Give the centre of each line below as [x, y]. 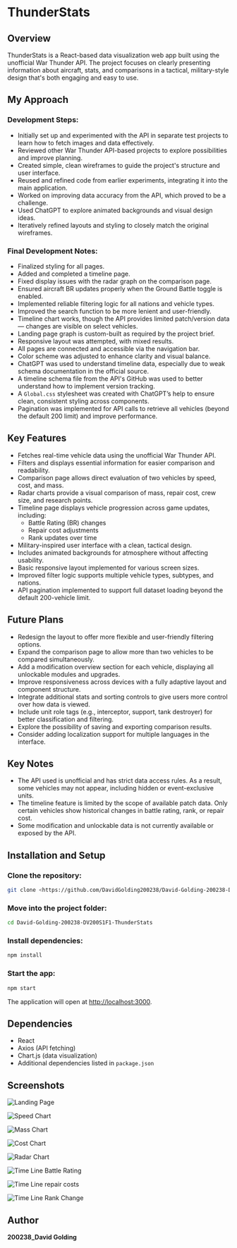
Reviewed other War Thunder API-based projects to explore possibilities [122, 150]
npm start [22, 988]
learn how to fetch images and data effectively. [86, 142]
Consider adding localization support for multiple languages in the [114, 734]
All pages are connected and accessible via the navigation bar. [109, 348]
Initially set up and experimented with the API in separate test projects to [123, 135]
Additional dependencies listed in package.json [86, 1063]
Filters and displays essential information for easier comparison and [116, 463]
